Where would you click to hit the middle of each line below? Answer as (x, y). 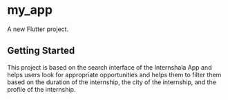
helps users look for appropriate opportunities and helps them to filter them (114, 74)
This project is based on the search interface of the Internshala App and (110, 67)
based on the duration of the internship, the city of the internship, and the (112, 82)
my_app (30, 10)
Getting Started (41, 51)
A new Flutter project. (38, 29)
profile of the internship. (41, 89)
